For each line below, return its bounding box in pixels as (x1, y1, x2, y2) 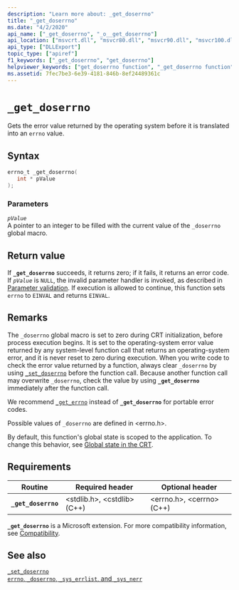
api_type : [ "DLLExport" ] (7, 43, 81, 51)
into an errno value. (7, 129, 65, 138)
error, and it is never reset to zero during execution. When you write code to (7, 353, 230, 362)
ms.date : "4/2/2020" (7, 24, 69, 31)
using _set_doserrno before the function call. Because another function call (7, 368, 228, 377)
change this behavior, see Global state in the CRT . (7, 440, 154, 449)
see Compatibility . (7, 529, 60, 537)
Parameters (7, 199, 48, 209)
